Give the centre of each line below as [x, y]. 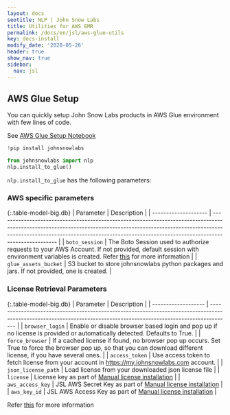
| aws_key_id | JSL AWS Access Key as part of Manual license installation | [112, 391]
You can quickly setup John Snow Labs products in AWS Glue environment [113, 115]
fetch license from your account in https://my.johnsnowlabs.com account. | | [115, 362]
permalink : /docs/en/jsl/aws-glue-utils [66, 33]
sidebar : [20, 64]
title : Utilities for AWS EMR [50, 26]
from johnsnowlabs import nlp [50, 161]
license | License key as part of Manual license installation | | [94, 377]
